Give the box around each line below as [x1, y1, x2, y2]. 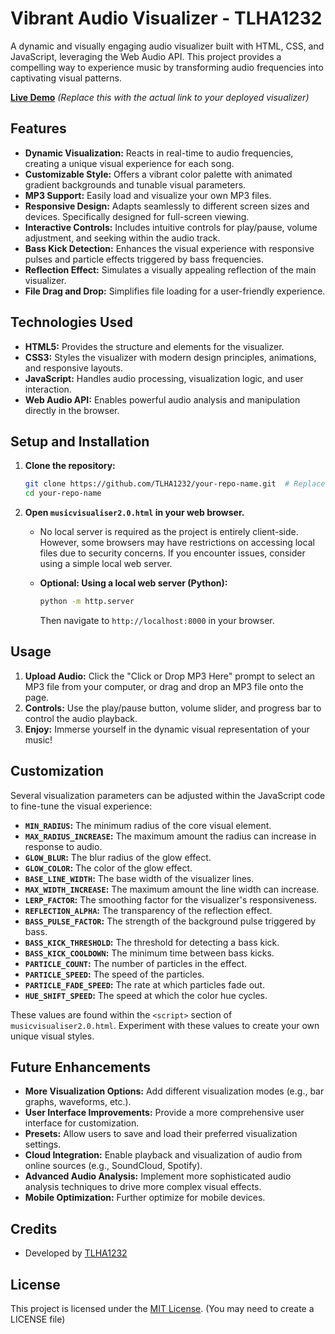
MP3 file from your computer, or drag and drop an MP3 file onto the [24, 680, 304, 692]
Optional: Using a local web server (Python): [39, 577, 228, 589]
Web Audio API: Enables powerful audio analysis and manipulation [24, 393, 301, 406]
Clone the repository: [24, 460, 116, 472]
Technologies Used [10, 314, 133, 331]
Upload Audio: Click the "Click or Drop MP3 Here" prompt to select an [24, 670, 316, 682]
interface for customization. [24, 1117, 140, 1129]
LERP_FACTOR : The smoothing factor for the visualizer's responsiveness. [24, 893, 317, 906]
